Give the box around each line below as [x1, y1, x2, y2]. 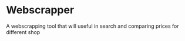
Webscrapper [6, 3, 75, 17]
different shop [6, 28, 41, 35]
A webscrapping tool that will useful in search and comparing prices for [6, 23, 179, 29]
